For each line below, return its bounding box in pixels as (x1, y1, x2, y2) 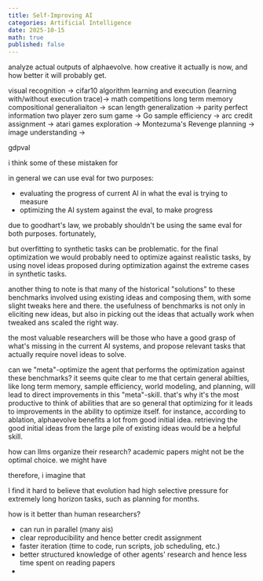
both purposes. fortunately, (8, 229, 97, 238)
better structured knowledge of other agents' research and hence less (19, 550, 247, 559)
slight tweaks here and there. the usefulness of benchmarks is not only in (8, 301, 246, 311)
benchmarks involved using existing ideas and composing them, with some (8, 292, 251, 303)
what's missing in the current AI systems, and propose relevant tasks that (8, 341, 246, 351)
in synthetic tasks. (8, 269, 68, 279)
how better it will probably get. (8, 71, 108, 80)
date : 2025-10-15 (8, 26, 65, 34)
